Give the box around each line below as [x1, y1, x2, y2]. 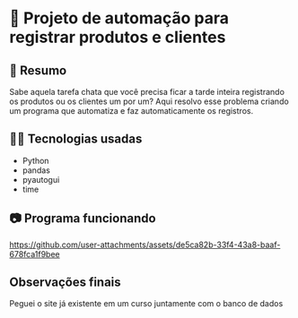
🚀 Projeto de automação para [9, 8, 229, 29]
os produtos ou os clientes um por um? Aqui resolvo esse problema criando [9, 96, 289, 107]
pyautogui [22, 174, 60, 185]
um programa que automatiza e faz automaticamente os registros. [9, 106, 254, 116]
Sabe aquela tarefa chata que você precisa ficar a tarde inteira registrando [9, 87, 285, 97]
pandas [22, 165, 51, 176]
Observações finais [9, 275, 121, 290]
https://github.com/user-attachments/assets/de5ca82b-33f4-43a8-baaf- [9, 239, 281, 250]
